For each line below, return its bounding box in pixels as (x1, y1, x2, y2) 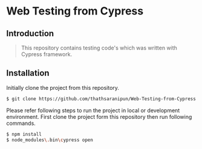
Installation (6, 68, 50, 78)
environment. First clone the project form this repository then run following (6, 113, 192, 120)
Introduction (6, 28, 54, 39)
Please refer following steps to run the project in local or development (6, 107, 180, 114)
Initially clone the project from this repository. (6, 84, 120, 91)
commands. (6, 119, 36, 127)
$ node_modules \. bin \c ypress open (6, 137, 94, 143)
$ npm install (6, 131, 42, 137)
